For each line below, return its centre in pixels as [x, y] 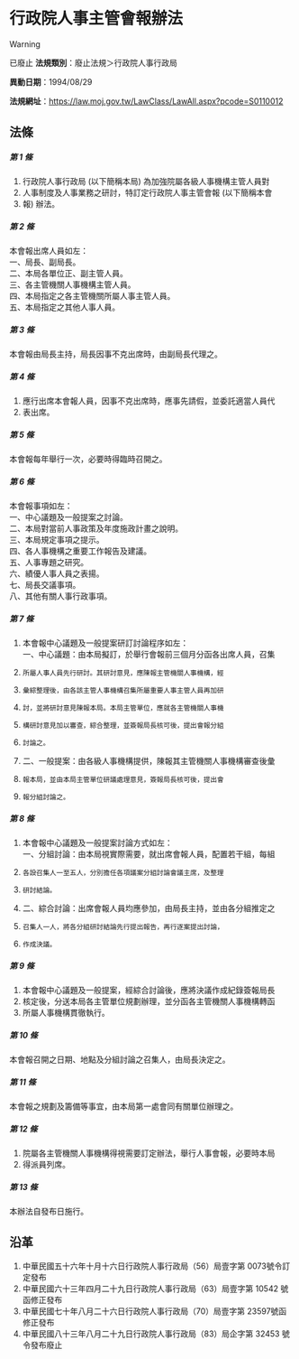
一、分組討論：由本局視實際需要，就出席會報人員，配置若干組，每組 [149, 854]
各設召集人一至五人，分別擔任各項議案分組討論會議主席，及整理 [123, 873]
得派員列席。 [46, 1164]
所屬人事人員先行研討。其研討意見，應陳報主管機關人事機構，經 [123, 674]
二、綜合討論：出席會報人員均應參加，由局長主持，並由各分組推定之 [149, 908]
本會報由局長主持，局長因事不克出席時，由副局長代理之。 [116, 354]
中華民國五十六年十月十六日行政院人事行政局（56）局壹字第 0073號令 [152, 1266]
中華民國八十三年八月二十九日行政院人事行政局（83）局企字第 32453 [151, 1334]
